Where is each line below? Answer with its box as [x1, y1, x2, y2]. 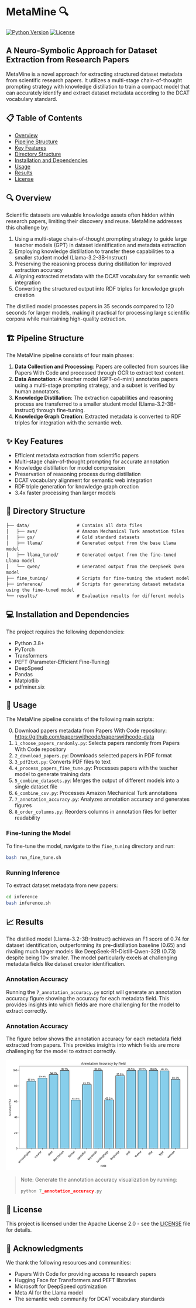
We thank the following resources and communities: [6, 1259, 132, 1266]
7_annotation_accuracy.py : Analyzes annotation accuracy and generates [14, 795, 190, 803]
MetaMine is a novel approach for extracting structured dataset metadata [6, 70, 183, 77]
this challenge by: [6, 224, 49, 231]
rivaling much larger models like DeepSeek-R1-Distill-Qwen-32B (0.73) [6, 948, 177, 955]
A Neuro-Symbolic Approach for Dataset [6, 46, 157, 56]
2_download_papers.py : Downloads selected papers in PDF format [14, 752, 172, 759]
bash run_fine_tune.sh [6, 854, 61, 861]
